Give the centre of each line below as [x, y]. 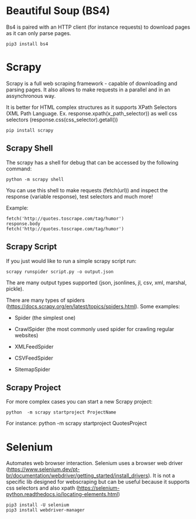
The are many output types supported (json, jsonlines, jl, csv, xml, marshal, [97, 282]
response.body [23, 224]
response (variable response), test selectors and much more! [80, 196]
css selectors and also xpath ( [42, 488]
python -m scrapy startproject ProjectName [61, 412]
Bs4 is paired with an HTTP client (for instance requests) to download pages [98, 27]
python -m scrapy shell [35, 179]
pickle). [15, 289]
